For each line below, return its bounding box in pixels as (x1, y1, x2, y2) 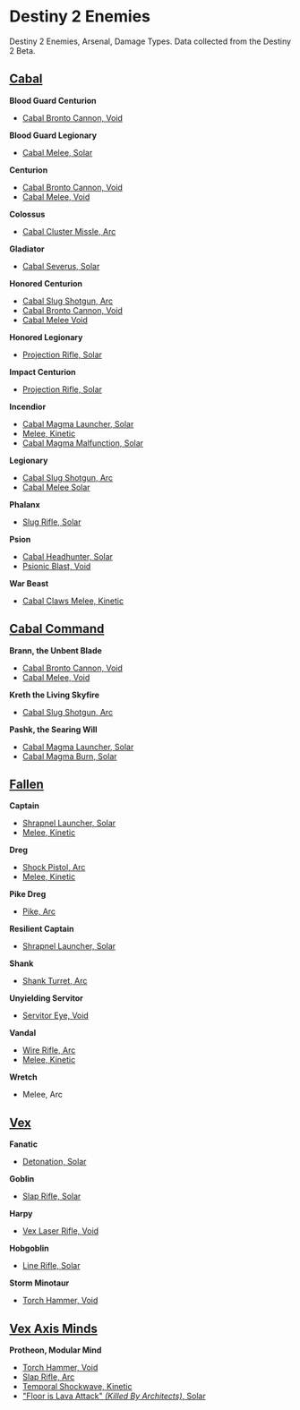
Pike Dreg (9, 889, 47, 900)
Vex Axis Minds (9, 1320, 99, 1336)
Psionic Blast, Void (21, 560, 91, 571)
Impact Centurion (9, 366, 76, 377)
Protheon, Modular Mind (9, 1345, 102, 1355)
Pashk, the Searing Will (9, 723, 98, 735)
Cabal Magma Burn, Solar (21, 750, 118, 762)
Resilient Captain (9, 924, 74, 935)
